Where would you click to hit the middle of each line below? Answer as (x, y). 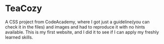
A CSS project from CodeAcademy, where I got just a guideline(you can (77, 22)
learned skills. (19, 37)
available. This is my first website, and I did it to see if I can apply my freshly (82, 32)
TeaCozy (24, 8)
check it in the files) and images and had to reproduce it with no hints (75, 27)
